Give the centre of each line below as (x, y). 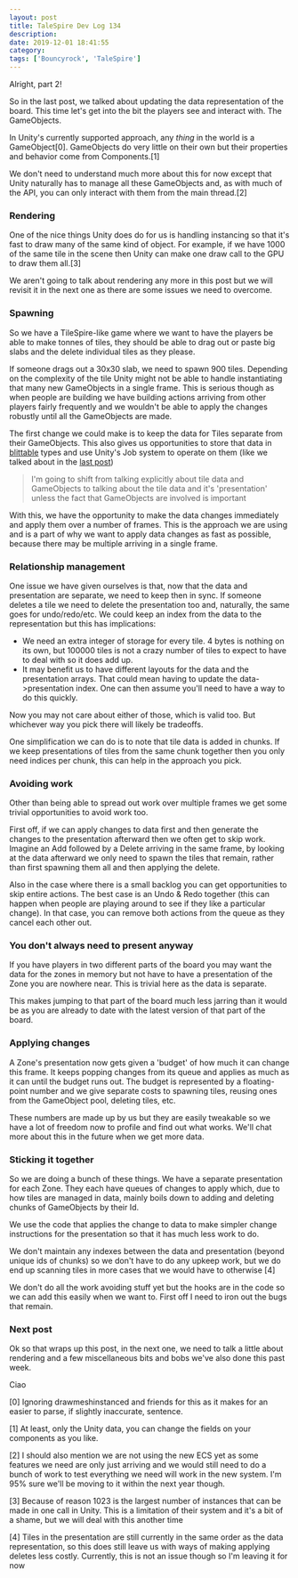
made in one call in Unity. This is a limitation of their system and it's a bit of (146, 1510)
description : (33, 34)
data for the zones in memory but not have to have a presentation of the (141, 975)
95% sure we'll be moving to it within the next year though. (117, 1484)
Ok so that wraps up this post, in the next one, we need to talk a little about (146, 1348)
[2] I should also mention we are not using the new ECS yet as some (134, 1455)
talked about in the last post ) (61, 461)
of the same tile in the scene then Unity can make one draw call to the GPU (147, 254)
